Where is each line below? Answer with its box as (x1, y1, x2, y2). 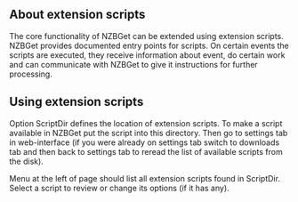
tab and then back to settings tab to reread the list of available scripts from (9, 146, 283, 157)
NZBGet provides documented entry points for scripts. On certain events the (9, 40, 289, 51)
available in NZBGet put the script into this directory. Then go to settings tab (9, 127, 288, 138)
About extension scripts (9, 7, 146, 22)
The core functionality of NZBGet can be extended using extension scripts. (9, 30, 285, 41)
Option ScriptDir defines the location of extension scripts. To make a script (9, 117, 283, 128)
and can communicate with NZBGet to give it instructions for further (9, 59, 258, 69)
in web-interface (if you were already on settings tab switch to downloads (9, 137, 280, 148)
